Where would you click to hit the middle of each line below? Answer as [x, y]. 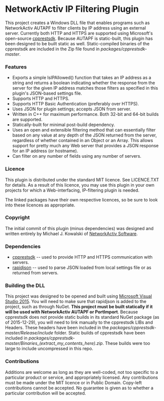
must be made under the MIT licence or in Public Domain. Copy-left [73, 382]
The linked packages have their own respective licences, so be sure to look [82, 200]
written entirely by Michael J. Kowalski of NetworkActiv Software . [71, 234]
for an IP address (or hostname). [45, 151]
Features [16, 67]
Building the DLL [25, 286]
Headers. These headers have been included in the [57, 328]
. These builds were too [126, 343]
